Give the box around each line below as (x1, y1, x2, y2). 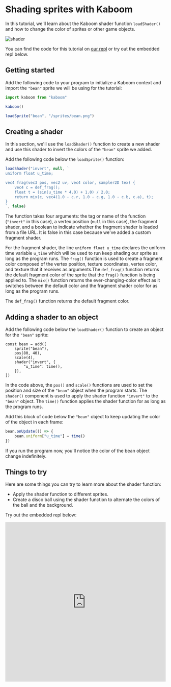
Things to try (5, 468, 47, 477)
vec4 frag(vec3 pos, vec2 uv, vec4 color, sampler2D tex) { (5, 180, 136, 185)
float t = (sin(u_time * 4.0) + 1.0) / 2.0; (14, 189, 110, 195)
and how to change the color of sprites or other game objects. (5, 26, 136, 32)
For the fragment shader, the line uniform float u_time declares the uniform (5, 245, 165, 251)
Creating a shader (5, 127, 64, 136)
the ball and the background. (12, 502, 73, 508)
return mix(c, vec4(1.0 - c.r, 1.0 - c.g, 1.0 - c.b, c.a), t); (14, 194, 154, 200)
